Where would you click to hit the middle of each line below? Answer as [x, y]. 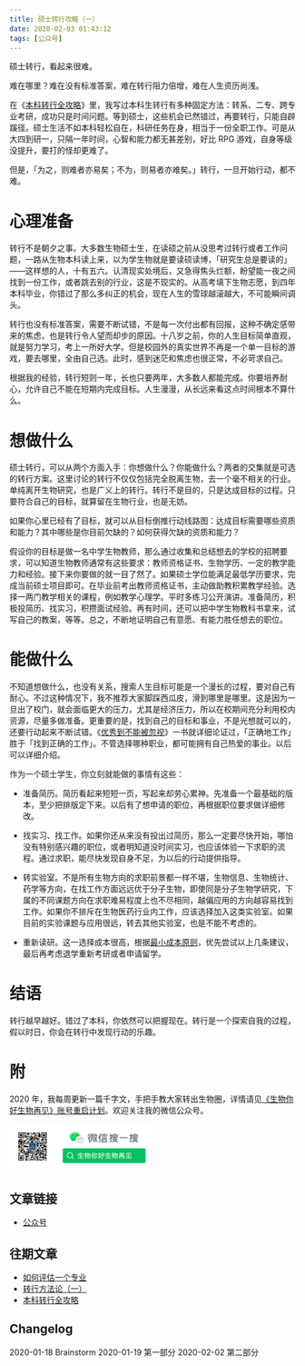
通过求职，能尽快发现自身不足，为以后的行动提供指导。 [142, 858]
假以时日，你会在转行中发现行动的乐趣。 [85, 1032]
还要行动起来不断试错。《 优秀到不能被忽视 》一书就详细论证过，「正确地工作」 [152, 733]
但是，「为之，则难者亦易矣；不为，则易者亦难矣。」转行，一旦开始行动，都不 [152, 170]
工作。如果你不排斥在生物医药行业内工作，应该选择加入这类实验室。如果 [157, 912]
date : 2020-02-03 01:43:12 [60, 29]
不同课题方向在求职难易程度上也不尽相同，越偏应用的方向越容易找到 [166, 901]
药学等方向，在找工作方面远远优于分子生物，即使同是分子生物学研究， [154, 889]
